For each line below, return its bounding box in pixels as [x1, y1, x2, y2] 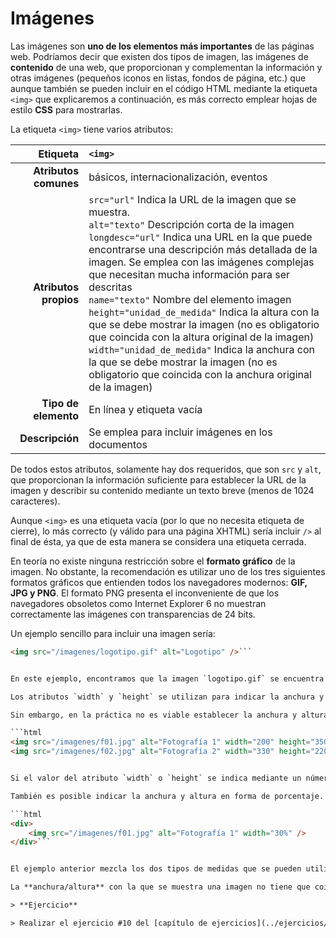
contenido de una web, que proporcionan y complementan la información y [10, 61, 323, 73]
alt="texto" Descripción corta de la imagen [88, 217, 295, 231]
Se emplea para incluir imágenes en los [88, 425, 273, 439]
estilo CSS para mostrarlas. [10, 103, 123, 116]
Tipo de [41, 396, 80, 410]
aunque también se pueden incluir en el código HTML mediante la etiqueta [10, 82, 318, 94]
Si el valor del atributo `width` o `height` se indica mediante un [10, 773, 302, 784]
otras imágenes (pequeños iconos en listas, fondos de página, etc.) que [10, 72, 307, 84]
